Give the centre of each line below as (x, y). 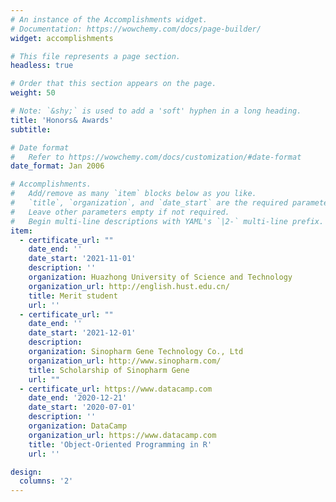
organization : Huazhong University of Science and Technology (160, 277)
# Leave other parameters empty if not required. (120, 212)
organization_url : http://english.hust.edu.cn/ (129, 286)
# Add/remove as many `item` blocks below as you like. (133, 194)
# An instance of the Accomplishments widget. (109, 19)
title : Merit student (73, 296)
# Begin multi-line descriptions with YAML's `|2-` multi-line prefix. (167, 221)
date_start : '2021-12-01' (82, 333)
